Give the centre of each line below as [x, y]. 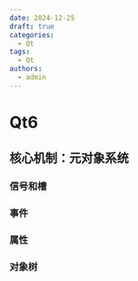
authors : [26, 69]
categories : [32, 35]
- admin [32, 78]
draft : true [32, 26]
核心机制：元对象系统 [69, 158]
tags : [20, 52]
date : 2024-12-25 [42, 18]
